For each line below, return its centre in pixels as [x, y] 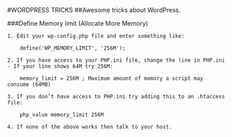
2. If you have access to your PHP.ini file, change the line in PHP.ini [116, 60]
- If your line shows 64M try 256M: [60, 66]
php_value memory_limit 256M [62, 115]
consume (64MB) [29, 84]
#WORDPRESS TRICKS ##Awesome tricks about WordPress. [94, 10]
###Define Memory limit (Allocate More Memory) [78, 23]
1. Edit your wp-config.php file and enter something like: [96, 36]
